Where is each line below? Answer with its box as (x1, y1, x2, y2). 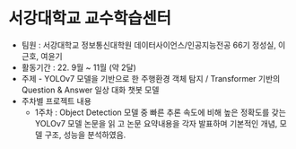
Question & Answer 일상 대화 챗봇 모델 (21, 84, 160, 95)
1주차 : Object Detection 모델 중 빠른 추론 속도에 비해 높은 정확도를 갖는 (34, 107, 286, 118)
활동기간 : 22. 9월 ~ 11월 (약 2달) (21, 62, 136, 73)
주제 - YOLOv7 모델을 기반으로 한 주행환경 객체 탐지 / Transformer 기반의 (21, 73, 281, 83)
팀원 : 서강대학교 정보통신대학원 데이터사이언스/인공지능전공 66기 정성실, (21, 39, 277, 50)
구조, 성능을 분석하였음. (44, 129, 126, 140)
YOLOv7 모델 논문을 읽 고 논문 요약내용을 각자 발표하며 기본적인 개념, (34, 118, 278, 128)
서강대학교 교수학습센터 (8, 8, 171, 29)
